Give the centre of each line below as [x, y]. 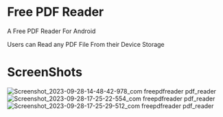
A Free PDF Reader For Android [51, 31]
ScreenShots [45, 72]
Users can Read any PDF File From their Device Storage [86, 44]
